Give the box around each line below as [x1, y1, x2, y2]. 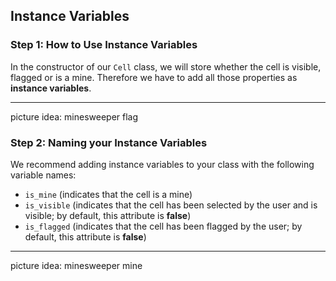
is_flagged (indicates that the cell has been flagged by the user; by [24, 220, 303, 232]
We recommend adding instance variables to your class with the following [10, 158, 315, 170]
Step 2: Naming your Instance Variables [10, 135, 208, 149]
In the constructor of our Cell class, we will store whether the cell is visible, [10, 60, 322, 73]
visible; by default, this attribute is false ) [24, 209, 192, 221]
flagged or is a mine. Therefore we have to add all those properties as [10, 71, 298, 83]
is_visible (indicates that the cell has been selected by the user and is [24, 199, 318, 211]
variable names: [10, 169, 77, 181]
